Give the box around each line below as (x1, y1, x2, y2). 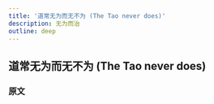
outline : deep (8, 27, 57, 35)
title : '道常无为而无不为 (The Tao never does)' (8, 11, 166, 20)
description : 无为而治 (8, 19, 80, 28)
